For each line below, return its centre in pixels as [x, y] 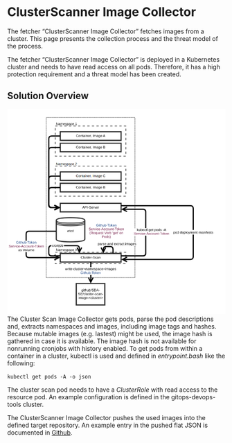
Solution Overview [48, 96]
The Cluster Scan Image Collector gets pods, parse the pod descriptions [110, 319]
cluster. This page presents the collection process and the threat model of [113, 38]
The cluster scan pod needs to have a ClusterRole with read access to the [113, 390]
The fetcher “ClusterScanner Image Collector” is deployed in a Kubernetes [114, 59]
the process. [25, 46]
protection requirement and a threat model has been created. [94, 74]
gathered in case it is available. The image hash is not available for [102, 341]
